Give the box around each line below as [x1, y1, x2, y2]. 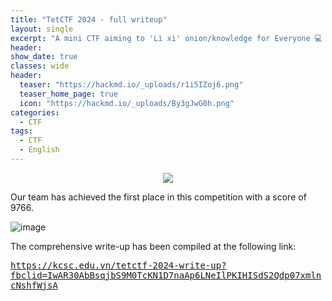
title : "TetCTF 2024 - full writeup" [10, 14, 168, 25]
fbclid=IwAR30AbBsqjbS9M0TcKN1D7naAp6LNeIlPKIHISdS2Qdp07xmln [10, 269, 322, 281]
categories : [10, 107, 60, 118]
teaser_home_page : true [19, 89, 118, 99]
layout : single [10, 24, 74, 34]
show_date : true [10, 52, 78, 62]
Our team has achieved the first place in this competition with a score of [10, 191, 307, 203]
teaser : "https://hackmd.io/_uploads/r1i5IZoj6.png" [19, 80, 244, 90]
